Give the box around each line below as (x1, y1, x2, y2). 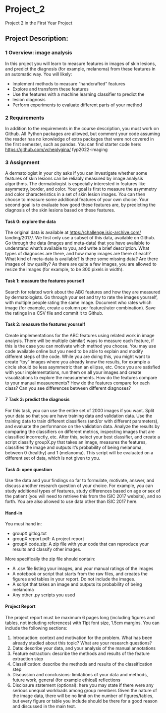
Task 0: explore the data (5, 218, 56, 224)
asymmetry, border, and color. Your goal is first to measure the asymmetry (5, 186, 157, 192)
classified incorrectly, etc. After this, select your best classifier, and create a (5, 434, 160, 440)
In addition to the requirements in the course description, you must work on (5, 125, 159, 131)
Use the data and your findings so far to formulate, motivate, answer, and (5, 478, 155, 484)
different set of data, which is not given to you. (5, 455, 101, 461)
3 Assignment (5, 159, 40, 166)
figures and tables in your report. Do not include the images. (12, 576, 135, 582)
